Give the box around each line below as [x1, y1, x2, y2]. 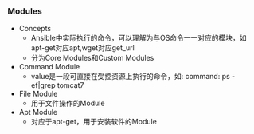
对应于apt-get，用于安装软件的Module [30, 117, 157, 127]
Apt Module [18, 108, 57, 117]
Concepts [18, 24, 52, 33]
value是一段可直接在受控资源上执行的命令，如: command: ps [30, 72, 230, 81]
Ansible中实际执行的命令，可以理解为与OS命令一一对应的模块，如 [30, 33, 248, 43]
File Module [18, 89, 58, 99]
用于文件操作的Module [30, 98, 105, 108]
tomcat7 [57, 81, 84, 90]
